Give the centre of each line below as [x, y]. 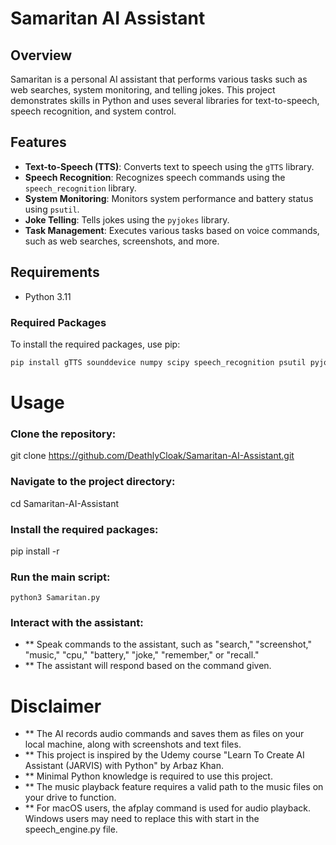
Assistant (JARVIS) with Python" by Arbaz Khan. [124, 766]
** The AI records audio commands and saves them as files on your [164, 734]
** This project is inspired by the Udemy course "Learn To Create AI [164, 755]
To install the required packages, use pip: [95, 344]
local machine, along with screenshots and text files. [133, 744]
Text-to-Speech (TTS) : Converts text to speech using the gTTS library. [169, 166]
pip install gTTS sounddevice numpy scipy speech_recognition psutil [158, 362]
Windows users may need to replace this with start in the [142, 819]
